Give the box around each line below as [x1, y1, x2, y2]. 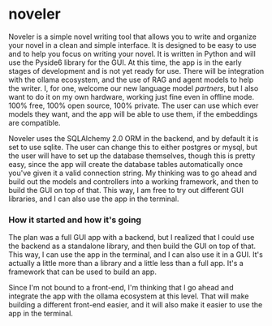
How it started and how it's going [8, 214, 142, 225]
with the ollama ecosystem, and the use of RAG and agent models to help [8, 75, 254, 84]
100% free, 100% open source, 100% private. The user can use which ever [8, 101, 259, 110]
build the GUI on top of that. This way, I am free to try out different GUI [8, 185, 244, 195]
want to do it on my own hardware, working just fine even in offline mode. [8, 92, 254, 101]
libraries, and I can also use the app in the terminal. [8, 194, 179, 204]
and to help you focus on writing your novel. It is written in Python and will [8, 49, 256, 58]
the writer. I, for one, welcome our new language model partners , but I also [8, 83, 259, 93]
